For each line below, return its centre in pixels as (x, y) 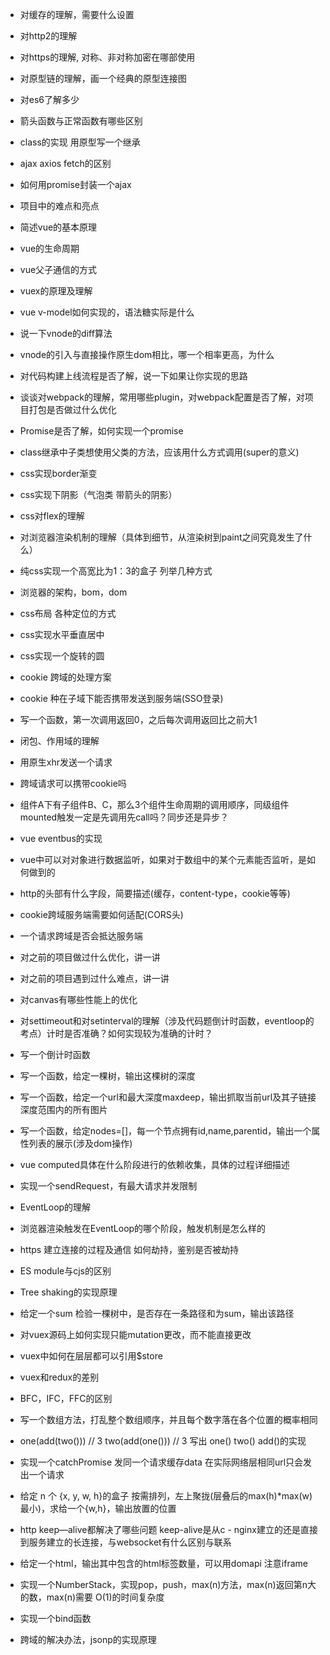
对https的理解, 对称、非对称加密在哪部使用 (107, 57)
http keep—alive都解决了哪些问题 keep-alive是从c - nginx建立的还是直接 (168, 1529)
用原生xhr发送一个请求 (66, 762)
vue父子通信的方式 (58, 269)
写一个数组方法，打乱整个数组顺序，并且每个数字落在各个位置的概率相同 (168, 1419)
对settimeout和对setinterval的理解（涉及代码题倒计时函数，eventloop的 (167, 1021)
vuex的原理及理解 (56, 291)
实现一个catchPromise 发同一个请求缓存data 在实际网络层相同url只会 (161, 1462)
